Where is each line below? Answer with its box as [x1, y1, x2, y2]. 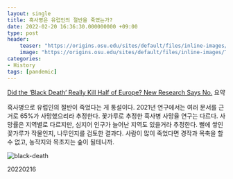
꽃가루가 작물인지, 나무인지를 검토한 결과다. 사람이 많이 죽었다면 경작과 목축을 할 [7, 129, 224, 137]
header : [7, 36, 30, 43]
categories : [7, 56, 42, 62]
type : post [7, 29, 39, 37]
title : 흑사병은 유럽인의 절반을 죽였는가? [7, 17, 113, 24]
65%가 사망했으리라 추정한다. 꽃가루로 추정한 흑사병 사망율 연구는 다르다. [19, 112, 218, 120]
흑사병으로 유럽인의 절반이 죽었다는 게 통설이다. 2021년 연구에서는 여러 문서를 [7, 103, 217, 111]
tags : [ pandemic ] [7, 68, 58, 75]
